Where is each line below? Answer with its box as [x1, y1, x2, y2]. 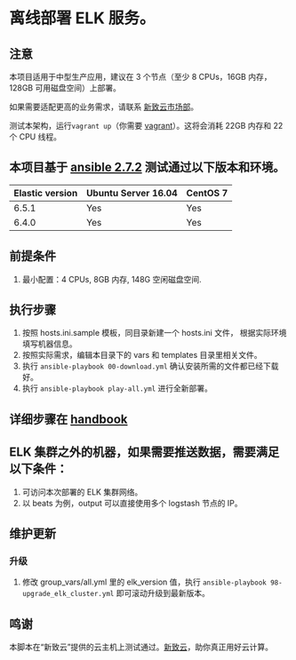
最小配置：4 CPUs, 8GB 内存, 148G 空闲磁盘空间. [21, 274, 202, 284]
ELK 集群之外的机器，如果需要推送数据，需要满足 [9, 445, 280, 460]
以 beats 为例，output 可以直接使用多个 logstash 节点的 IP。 [21, 497, 243, 508]
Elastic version [13, 187, 78, 199]
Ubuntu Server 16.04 [85, 187, 178, 199]
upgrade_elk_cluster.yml [21, 590, 115, 599]
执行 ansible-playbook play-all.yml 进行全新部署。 [21, 383, 213, 394]
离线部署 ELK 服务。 [9, 8, 156, 28]
